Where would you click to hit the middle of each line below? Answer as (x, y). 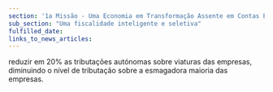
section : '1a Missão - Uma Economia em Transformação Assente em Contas (134, 16)
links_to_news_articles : (50, 39)
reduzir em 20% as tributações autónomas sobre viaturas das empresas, (130, 62)
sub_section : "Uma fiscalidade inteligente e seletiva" (105, 24)
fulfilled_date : (36, 31)
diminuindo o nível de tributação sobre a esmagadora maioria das (118, 71)
